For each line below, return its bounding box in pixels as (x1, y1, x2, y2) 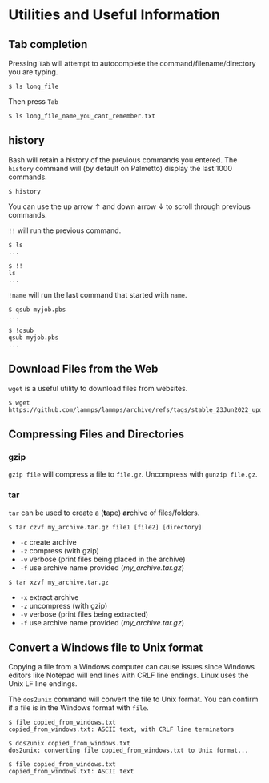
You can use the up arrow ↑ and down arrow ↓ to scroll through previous (8, 202, 251, 211)
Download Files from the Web (8, 362, 159, 376)
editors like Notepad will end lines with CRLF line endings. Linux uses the (8, 670, 249, 681)
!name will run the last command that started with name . (8, 290, 187, 299)
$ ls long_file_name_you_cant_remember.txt (8, 112, 156, 120)
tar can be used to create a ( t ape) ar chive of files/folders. (8, 508, 200, 517)
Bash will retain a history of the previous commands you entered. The (8, 154, 238, 165)
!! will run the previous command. (8, 226, 122, 235)
